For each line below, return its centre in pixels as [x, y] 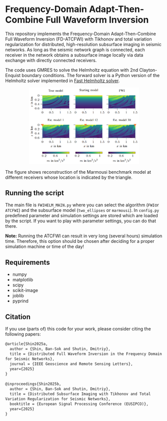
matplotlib [23, 280]
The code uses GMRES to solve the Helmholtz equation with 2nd [72, 70]
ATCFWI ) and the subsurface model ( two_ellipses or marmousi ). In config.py [82, 210]
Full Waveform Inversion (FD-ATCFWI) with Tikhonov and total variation [78, 39]
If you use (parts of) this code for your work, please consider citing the [78, 329]
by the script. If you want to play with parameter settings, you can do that [81, 221]
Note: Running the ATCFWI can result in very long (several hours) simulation [84, 236]
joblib [18, 296]
